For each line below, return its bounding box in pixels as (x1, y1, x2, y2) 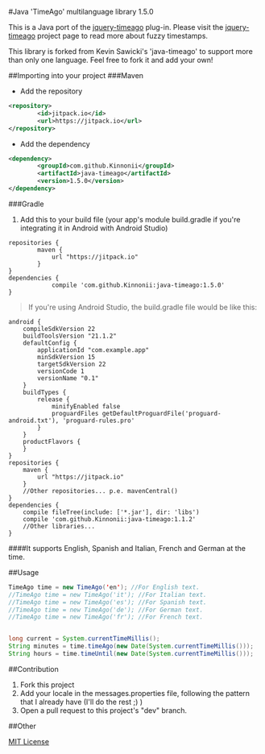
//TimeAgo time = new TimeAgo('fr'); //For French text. (8, 613, 204, 621)
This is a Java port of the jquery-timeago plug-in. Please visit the (8, 23, 224, 31)
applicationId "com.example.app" (37, 346, 150, 354)
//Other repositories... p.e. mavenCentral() (23, 487, 179, 495)
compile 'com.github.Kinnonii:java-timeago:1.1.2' (23, 515, 197, 523)
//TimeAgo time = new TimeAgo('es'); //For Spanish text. (8, 598, 207, 607)
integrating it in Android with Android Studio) (19, 223, 168, 233)
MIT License (8, 736, 50, 746)
